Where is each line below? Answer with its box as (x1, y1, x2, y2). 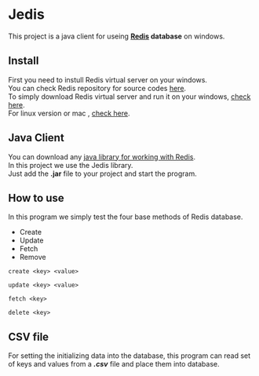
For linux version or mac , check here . (8, 108, 131, 118)
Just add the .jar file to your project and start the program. (8, 169, 198, 178)
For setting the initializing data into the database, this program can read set (8, 351, 251, 360)
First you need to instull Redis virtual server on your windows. (8, 75, 208, 84)
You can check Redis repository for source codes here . (8, 83, 187, 93)
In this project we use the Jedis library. (8, 160, 133, 170)
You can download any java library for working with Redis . (8, 151, 196, 162)
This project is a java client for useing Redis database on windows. (8, 31, 225, 41)
